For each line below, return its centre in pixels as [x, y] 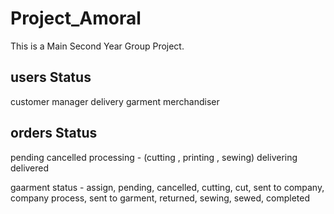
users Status [51, 77]
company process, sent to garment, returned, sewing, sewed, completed [160, 198]
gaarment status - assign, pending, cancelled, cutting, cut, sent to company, [167, 187]
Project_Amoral [76, 18]
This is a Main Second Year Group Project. [97, 46]
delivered [30, 168]
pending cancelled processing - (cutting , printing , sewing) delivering [154, 157]
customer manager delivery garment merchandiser [115, 101]
